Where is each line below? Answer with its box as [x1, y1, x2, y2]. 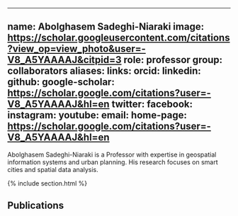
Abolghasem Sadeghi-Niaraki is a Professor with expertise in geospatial [7, 150, 217, 159]
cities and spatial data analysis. [7, 165, 99, 174]
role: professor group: [123, 54, 223, 66]
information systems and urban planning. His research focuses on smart [7, 157, 218, 166]
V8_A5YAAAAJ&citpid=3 [7, 54, 122, 66]
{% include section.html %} [7, 178, 88, 188]
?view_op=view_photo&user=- [7, 43, 147, 55]
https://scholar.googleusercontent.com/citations [7, 32, 230, 44]
